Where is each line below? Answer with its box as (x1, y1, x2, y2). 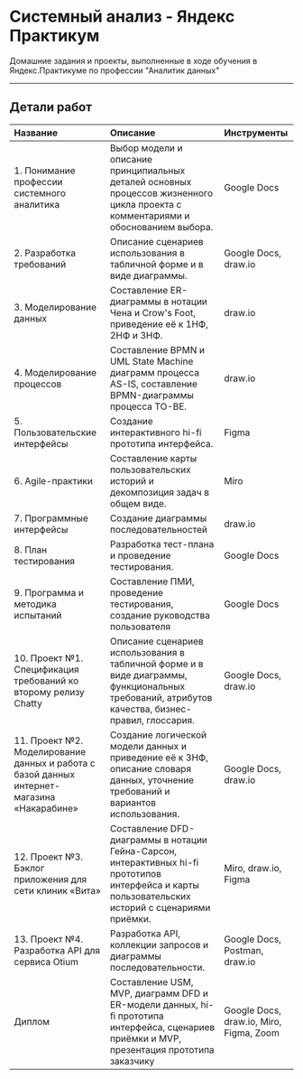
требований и (109, 785, 170, 797)
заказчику (109, 1055, 155, 1067)
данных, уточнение (109, 774, 195, 786)
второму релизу (14, 685, 86, 698)
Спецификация (14, 663, 79, 675)
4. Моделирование (14, 366, 97, 378)
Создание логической (109, 729, 207, 741)
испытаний (14, 609, 62, 621)
